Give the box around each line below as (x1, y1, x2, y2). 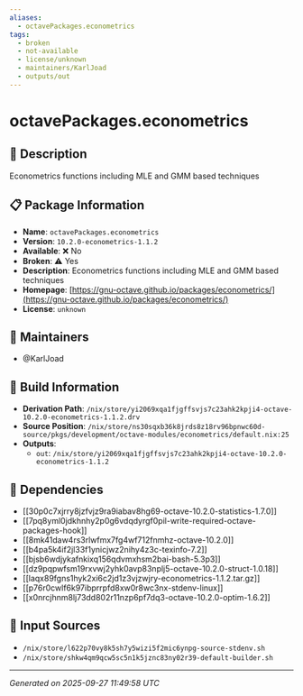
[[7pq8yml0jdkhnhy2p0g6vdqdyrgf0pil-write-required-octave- (22, 516, 257, 526)
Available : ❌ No (22, 245, 82, 256)
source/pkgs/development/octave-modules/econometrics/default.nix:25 (22, 430, 290, 440)
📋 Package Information (9, 197, 145, 213)
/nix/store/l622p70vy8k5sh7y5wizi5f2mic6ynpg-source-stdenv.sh (22, 644, 266, 653)
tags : (9, 30, 30, 39)
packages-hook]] (22, 525, 87, 536)
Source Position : (22, 421, 86, 432)
